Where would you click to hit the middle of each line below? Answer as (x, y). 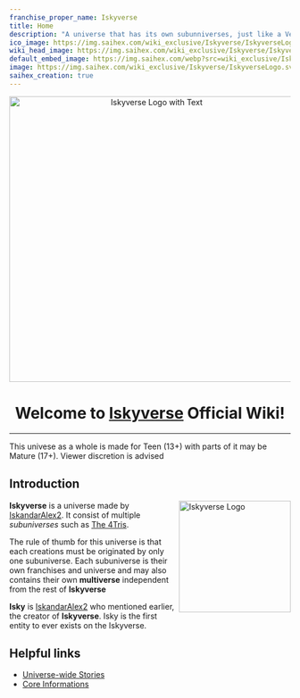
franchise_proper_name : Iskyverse (74, 17)
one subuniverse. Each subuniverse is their (88, 561)
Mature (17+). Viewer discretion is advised (87, 455)
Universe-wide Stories (63, 675)
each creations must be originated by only (87, 551)
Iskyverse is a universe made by (69, 505)
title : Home (31, 26)
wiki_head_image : (42, 51)
